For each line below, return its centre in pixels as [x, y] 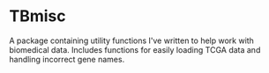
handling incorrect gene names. [67, 59]
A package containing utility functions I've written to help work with [131, 40]
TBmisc [37, 16]
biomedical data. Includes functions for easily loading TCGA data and [135, 49]
